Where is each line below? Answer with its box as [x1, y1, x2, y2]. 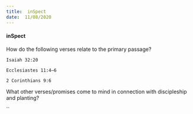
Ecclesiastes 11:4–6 [6, 67, 57, 73]
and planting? [6, 94, 40, 101]
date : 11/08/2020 [6, 14, 52, 20]
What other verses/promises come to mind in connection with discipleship [6, 88, 188, 95]
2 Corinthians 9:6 [6, 77, 52, 83]
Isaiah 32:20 [6, 57, 38, 63]
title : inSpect [6, 8, 46, 15]
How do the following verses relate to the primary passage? [6, 45, 152, 53]
